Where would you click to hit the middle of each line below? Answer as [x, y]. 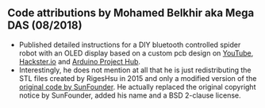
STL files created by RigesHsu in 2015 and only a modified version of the [138, 78]
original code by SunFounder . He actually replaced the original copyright [137, 87]
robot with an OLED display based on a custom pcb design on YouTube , [136, 53]
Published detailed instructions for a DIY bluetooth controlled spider [130, 44]
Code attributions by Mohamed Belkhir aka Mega [131, 13]
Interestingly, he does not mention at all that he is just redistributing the [135, 70]
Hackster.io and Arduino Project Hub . [79, 61]
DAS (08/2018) [45, 26]
